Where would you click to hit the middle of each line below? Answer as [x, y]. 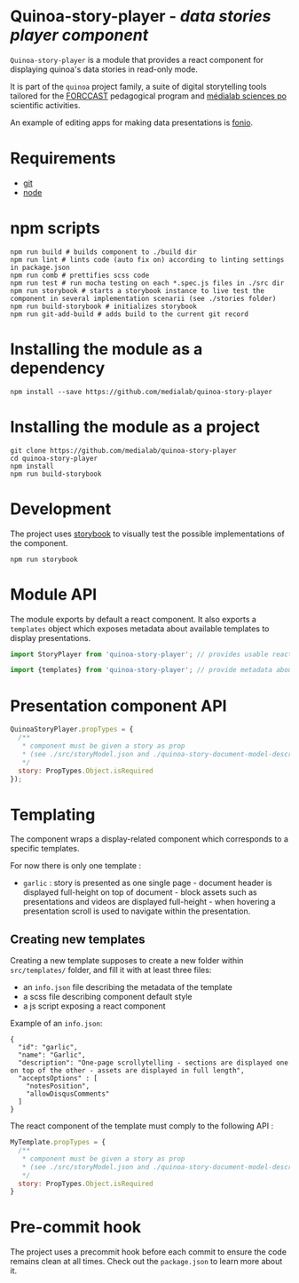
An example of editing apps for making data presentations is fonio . [132, 123]
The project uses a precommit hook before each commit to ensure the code [149, 1252]
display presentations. [51, 638]
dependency [58, 368]
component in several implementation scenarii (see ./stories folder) [143, 298]
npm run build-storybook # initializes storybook [104, 306]
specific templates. [45, 849]
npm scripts [55, 229]
